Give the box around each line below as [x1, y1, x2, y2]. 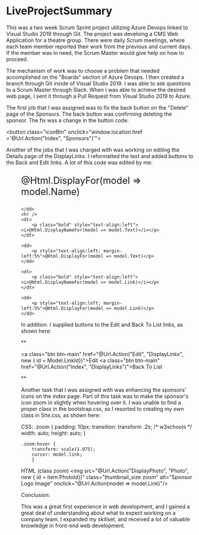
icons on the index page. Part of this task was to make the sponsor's [21, 392, 189, 400]
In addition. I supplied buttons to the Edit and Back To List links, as [21, 321, 183, 328]
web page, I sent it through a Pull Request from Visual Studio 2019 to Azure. [6, 92, 192, 100]
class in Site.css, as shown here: [21, 412, 101, 419]
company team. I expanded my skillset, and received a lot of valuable [21, 515, 191, 522]
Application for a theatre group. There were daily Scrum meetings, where [6, 36, 185, 44]
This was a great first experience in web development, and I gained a [21, 503, 190, 510]
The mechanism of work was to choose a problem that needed [6, 67, 160, 74]
